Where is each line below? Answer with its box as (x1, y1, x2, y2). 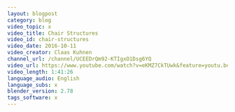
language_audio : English (7, 74, 80, 82)
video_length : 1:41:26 (7, 68, 73, 75)
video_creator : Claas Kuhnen (7, 49, 92, 56)
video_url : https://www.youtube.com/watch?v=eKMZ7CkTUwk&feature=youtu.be (7, 62, 230, 69)
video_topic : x (7, 23, 52, 30)
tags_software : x (7, 95, 58, 102)
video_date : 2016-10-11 (7, 42, 77, 49)
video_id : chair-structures (7, 36, 90, 43)
